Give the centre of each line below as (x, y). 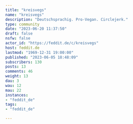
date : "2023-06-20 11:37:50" (36, 29)
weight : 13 (17, 76)
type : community (22, 24)
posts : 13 (16, 67)
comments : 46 (19, 72)
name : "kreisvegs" (25, 15)
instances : (17, 95)
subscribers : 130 (24, 62)
